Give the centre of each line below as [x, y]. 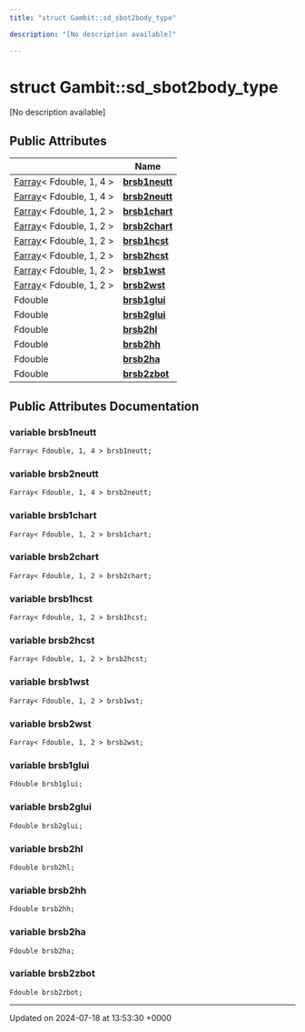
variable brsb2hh [48, 890]
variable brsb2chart [54, 557]
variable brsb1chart [53, 516]
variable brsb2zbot [52, 974]
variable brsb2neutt [54, 474]
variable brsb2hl [46, 848]
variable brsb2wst [50, 724]
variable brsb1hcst [51, 598]
